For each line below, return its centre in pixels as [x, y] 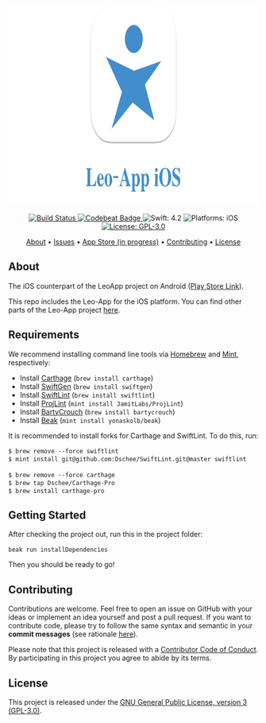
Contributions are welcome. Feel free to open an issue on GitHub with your [130, 609]
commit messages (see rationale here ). [73, 634]
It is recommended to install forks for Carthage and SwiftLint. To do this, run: [133, 435]
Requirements [44, 335]
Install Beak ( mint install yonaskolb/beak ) [90, 420]
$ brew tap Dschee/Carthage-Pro [62, 483]
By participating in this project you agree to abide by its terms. [110, 658]
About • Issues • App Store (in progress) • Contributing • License [133, 242]
